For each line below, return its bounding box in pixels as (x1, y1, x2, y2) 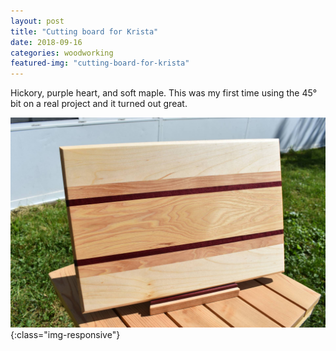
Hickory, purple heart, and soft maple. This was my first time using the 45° (10, 87, 318, 99)
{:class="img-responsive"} (10, 328, 121, 340)
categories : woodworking (10, 48, 114, 58)
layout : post (10, 16, 65, 26)
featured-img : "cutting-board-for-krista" (10, 58, 190, 69)
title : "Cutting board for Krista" (10, 26, 159, 37)
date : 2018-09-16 (10, 37, 83, 47)
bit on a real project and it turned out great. (10, 98, 188, 110)
